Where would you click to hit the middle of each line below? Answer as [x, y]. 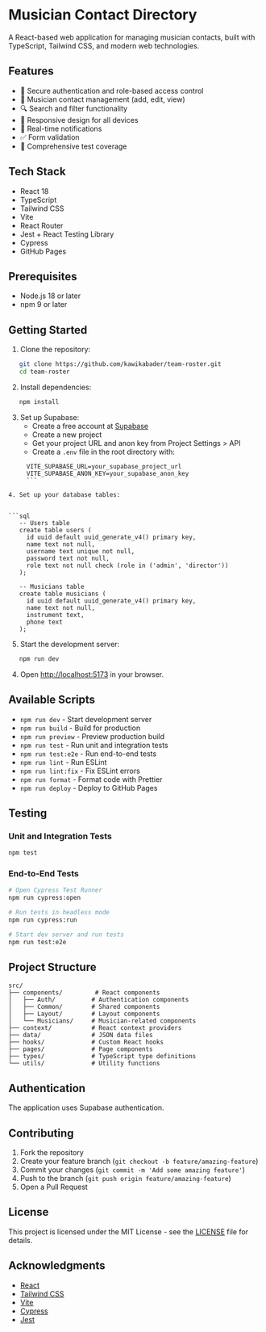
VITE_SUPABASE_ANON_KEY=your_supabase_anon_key [108, 473]
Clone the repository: [55, 350]
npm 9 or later [44, 305]
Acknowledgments [57, 1266]
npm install [39, 401]
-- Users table [44, 523]
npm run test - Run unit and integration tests [94, 745]
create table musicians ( [62, 594]
